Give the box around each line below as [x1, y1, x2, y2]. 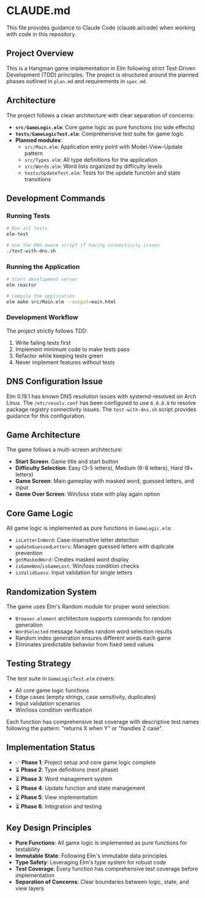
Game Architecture [6, 430, 81, 440]
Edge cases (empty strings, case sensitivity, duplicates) [15, 693, 156, 700]
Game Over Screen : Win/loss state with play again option [15, 491, 160, 498]
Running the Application [6, 262, 80, 271]
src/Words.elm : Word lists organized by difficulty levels [24, 162, 162, 170]
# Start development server [6, 276, 78, 282]
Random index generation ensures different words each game [15, 635, 171, 642]
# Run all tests [6, 225, 48, 232]
